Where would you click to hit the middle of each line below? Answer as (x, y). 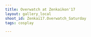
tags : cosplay (20, 23)
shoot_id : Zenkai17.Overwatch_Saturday (46, 18)
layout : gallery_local (28, 14)
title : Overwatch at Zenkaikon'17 (40, 9)
